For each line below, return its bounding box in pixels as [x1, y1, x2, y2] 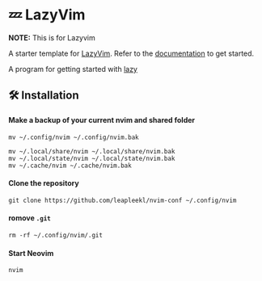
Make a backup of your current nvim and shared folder [8, 115, 196, 124]
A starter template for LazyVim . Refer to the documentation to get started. [8, 48, 255, 58]
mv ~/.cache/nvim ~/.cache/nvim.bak [8, 161, 132, 170]
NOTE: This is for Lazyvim [8, 32, 95, 42]
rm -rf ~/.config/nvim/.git [8, 231, 104, 239]
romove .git [8, 213, 51, 223]
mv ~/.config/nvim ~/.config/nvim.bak [8, 133, 139, 141]
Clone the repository [8, 178, 79, 188]
